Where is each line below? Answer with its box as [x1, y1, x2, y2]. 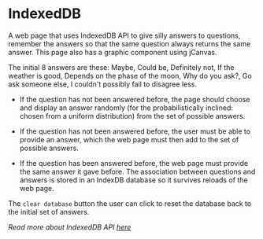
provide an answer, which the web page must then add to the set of [19, 134, 239, 144]
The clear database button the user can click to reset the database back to [8, 198, 252, 208]
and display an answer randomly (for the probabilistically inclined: [19, 103, 234, 112]
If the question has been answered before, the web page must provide [19, 158, 249, 167]
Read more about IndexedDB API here [8, 222, 131, 232]
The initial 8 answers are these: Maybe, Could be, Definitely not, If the [8, 62, 235, 72]
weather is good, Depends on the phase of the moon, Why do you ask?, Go [8, 71, 252, 80]
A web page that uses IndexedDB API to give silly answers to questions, [8, 31, 241, 40]
